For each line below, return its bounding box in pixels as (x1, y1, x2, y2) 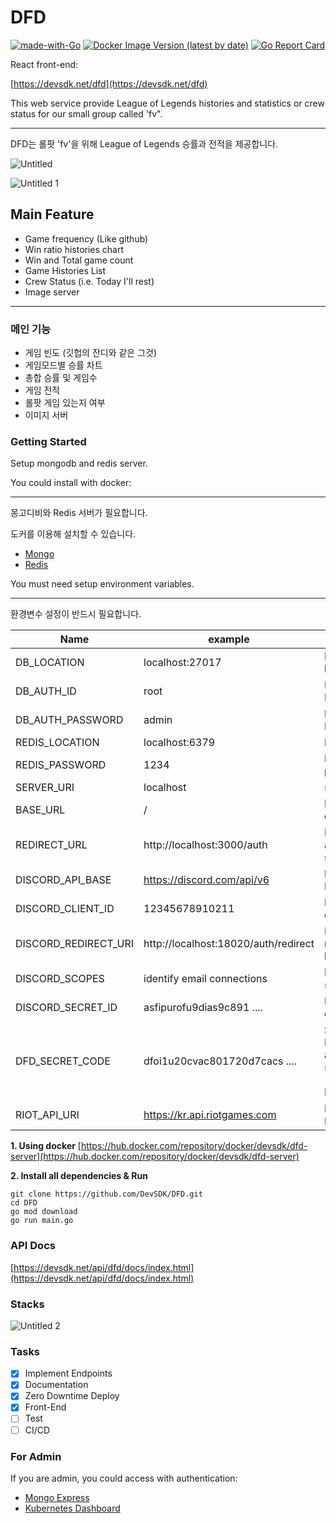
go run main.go (10, 1216, 74, 1226)
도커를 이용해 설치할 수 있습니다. (10, 528, 137, 540)
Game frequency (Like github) (24, 232, 149, 245)
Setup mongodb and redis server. (10, 457, 148, 470)
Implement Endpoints (24, 1367, 113, 1380)
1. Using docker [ (10, 1140, 82, 1152)
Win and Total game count (24, 254, 134, 266)
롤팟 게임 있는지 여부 (24, 397, 106, 409)
